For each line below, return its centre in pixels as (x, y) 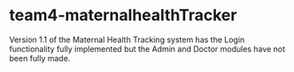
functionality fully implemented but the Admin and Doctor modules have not (147, 48)
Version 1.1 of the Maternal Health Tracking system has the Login (127, 40)
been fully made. (40, 58)
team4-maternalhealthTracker (123, 15)
